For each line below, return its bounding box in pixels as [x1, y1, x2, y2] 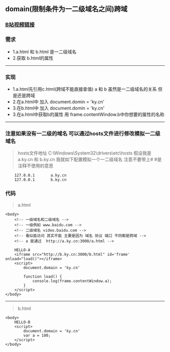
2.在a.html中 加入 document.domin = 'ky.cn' [12, 98, 105, 105]
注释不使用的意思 [17, 163, 54, 169]
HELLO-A [14, 247, 30, 252]
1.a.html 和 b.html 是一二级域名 [12, 49, 77, 55]
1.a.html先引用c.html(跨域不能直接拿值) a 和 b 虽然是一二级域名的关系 [12, 86, 157, 92]
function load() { [23, 274, 62, 279]
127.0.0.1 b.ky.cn [14, 177, 67, 182]
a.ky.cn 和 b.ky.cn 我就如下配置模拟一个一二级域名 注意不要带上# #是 [17, 157, 162, 163]
